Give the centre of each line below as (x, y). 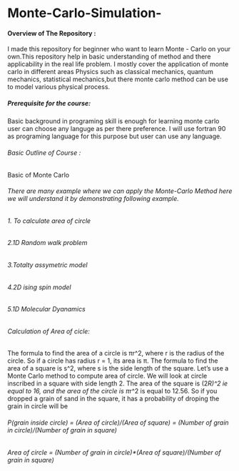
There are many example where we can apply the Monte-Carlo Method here (120, 191)
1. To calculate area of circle (49, 221)
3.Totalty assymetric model (47, 264)
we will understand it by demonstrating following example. (93, 199)
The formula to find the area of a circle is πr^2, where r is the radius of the (116, 353)
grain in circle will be (38, 406)
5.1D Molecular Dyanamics (46, 309)
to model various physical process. (59, 87)
